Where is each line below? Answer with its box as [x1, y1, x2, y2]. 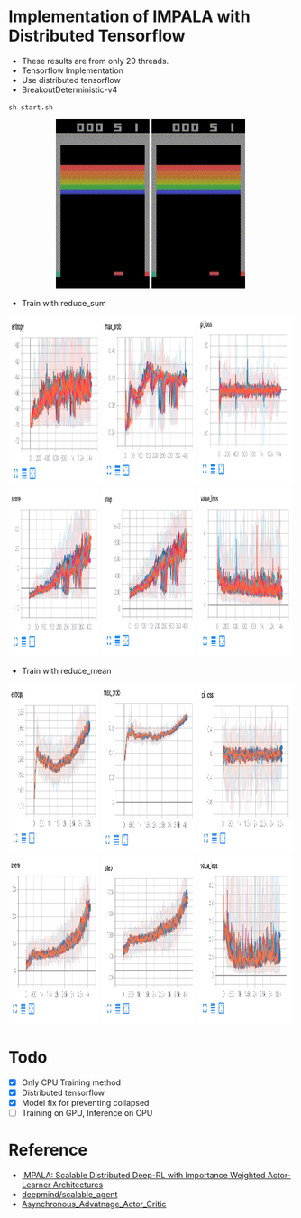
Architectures [52, 1179, 104, 1190]
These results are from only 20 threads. [21, 55, 169, 66]
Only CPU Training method [21, 1077, 122, 1088]
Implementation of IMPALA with [8, 6, 251, 27]
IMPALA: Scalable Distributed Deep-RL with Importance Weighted [21, 1170, 266, 1181]
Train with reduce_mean [21, 665, 112, 676]
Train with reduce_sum [21, 297, 106, 308]
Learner [21, 1179, 51, 1190]
